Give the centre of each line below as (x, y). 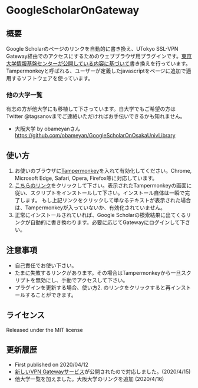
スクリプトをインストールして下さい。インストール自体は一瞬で (108, 193)
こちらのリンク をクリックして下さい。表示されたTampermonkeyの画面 (100, 186)
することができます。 (51, 295)
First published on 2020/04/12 (51, 364)
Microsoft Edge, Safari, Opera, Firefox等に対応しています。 (86, 178)
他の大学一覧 (24, 95)
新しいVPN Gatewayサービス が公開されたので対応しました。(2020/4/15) (103, 371)
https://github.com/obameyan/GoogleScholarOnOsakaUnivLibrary (95, 136)
